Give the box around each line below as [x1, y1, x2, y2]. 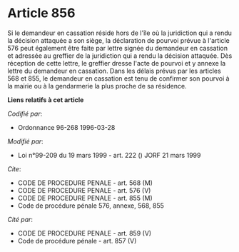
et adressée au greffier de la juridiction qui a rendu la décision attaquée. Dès [7, 51, 233, 60]
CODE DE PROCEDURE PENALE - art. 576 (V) [17, 186, 151, 194]
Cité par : [7, 215, 34, 223]
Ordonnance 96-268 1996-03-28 [17, 123, 116, 131]
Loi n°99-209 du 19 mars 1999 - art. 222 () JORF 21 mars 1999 [17, 151, 201, 159]
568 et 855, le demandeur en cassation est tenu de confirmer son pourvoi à [7, 74, 230, 83]
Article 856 [7, 5, 76, 21]
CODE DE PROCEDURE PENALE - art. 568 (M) [17, 178, 153, 187]
